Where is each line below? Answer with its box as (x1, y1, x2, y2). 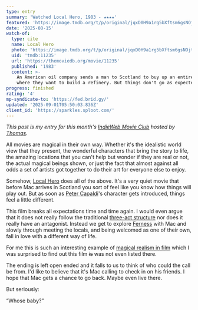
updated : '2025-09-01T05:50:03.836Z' (6, 101, 99, 108)
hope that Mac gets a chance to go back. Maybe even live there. (6, 275, 163, 282)
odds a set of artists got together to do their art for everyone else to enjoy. (6, 166, 187, 173)
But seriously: (6, 286, 39, 293)
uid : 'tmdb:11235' (11, 52, 57, 58)
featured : (6, 19, 31, 25)
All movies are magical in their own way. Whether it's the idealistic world (6, 141, 181, 148)
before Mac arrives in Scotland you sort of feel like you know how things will (6, 184, 192, 191)
